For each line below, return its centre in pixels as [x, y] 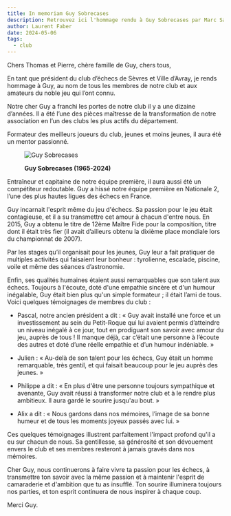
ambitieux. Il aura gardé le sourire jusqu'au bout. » [88, 400]
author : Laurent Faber [40, 26]
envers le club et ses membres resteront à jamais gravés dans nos [101, 449]
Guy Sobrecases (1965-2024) [68, 168]
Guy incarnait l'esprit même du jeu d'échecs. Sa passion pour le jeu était [110, 209]
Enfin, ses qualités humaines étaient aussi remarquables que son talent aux [114, 280]
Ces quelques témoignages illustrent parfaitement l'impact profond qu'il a [111, 434]
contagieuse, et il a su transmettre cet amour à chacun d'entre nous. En [108, 217]
